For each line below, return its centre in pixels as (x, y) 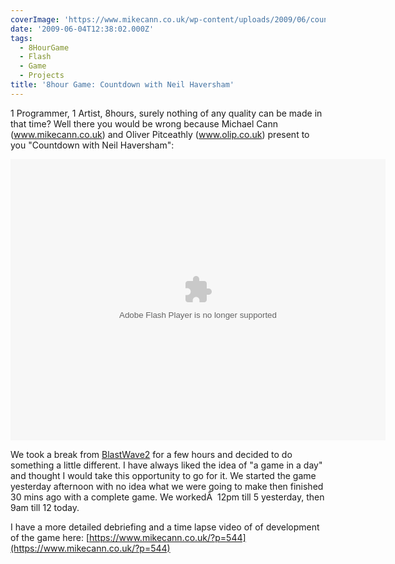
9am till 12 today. (45, 507)
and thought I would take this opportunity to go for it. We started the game (163, 475)
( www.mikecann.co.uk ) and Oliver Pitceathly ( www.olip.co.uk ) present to (160, 134)
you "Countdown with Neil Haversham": (92, 145)
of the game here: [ (50, 537)
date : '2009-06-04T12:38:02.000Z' (82, 29)
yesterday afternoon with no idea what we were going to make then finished (167, 486)
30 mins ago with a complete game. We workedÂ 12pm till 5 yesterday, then (167, 497)
